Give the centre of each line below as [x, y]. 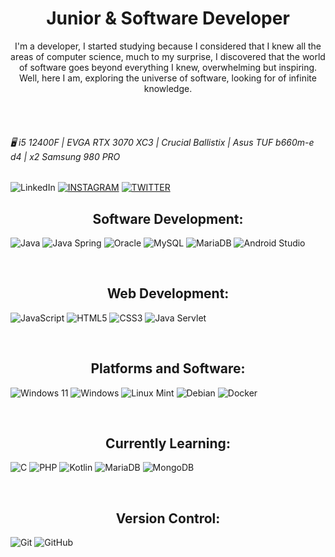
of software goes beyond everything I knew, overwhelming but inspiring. [168, 67]
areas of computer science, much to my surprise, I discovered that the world [168, 56]
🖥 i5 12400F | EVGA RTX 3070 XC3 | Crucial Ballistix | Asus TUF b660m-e [162, 142]
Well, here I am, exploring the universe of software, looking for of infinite [168, 78]
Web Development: [168, 293]
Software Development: [168, 218]
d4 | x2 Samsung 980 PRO [65, 156]
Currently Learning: [168, 443]
